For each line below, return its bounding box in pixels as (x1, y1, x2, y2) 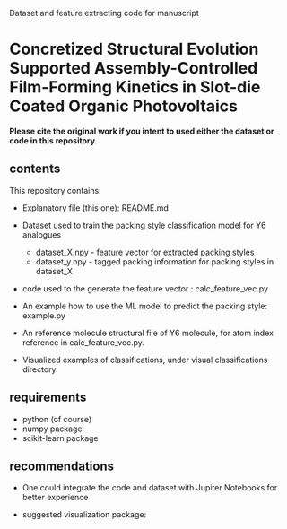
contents (9, 161, 61, 177)
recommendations (9, 458, 115, 473)
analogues (22, 229, 61, 240)
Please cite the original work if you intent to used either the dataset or (9, 126, 275, 136)
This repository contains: (9, 185, 101, 195)
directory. (22, 363, 58, 375)
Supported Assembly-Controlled (9, 58, 258, 79)
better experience (22, 492, 89, 503)
